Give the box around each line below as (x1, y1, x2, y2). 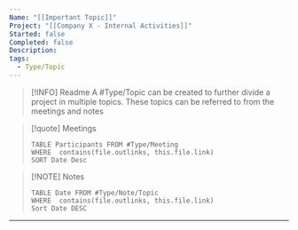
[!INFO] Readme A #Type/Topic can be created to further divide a (30, 86, 271, 98)
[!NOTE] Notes (30, 171, 85, 182)
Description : (9, 46, 58, 55)
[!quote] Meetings (30, 123, 98, 133)
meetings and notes (30, 106, 104, 116)
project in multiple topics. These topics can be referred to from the (30, 96, 275, 107)
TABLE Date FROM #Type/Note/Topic (30, 188, 159, 197)
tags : (9, 54, 29, 63)
